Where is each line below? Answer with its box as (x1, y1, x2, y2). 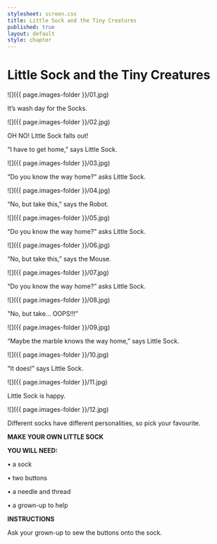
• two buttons (7, 474, 48, 483)
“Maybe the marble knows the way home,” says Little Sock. (7, 337, 180, 345)
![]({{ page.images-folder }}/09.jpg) (7, 323, 111, 332)
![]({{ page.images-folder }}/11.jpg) (7, 378, 108, 386)
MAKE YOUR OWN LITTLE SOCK (7, 432, 104, 442)
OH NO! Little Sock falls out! (7, 131, 89, 140)
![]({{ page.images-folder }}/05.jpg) (7, 213, 111, 223)
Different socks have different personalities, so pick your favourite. (7, 419, 201, 427)
